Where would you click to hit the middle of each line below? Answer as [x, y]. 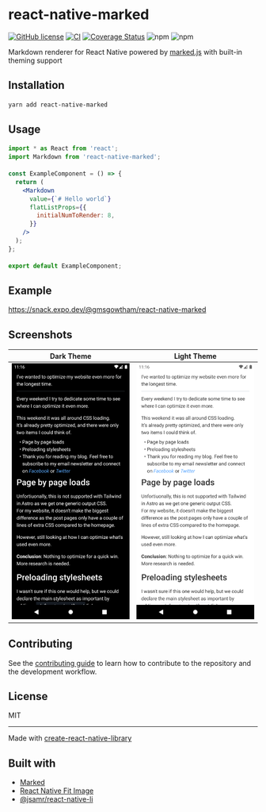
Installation [36, 85]
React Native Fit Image [57, 791]
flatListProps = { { [58, 207]
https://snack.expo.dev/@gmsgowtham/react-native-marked [107, 310]
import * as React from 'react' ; [63, 148]
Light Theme [195, 356]
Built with [32, 763]
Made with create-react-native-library [70, 738]
